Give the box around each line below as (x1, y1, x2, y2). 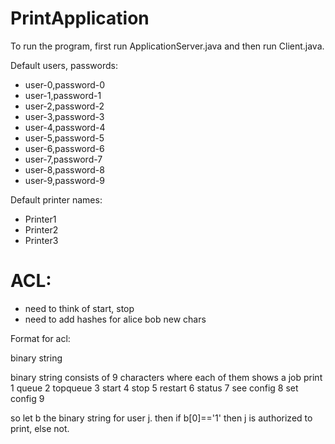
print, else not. (10, 422, 70, 434)
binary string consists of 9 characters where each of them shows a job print (10, 371, 323, 383)
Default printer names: (10, 193, 103, 206)
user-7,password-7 (24, 153, 103, 165)
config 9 (10, 392, 45, 404)
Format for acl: (10, 332, 71, 344)
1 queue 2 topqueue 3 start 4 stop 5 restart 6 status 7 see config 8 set (10, 382, 299, 394)
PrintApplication (10, 7, 150, 30)
